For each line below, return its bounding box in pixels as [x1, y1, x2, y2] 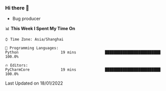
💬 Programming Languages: [5, 45, 58, 51]
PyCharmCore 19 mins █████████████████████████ [5, 67, 161, 72]
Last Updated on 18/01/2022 [5, 80, 63, 86]
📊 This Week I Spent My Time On [5, 26, 75, 32]
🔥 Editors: [5, 63, 28, 68]
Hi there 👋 [5, 4, 30, 11]
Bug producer [12, 16, 41, 22]
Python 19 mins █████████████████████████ [5, 50, 161, 55]
